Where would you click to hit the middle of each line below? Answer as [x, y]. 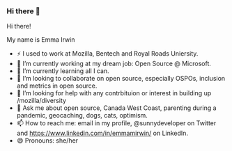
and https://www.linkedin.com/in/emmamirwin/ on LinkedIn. [102, 133]
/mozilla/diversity [41, 101]
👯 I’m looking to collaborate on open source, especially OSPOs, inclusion [121, 79]
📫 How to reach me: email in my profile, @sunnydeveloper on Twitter [116, 123]
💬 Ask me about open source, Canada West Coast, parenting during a [116, 108]
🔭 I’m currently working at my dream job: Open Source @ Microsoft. [114, 64]
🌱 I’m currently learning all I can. [63, 71]
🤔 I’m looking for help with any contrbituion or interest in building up [114, 93]
